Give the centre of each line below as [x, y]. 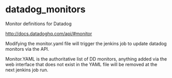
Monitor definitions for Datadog [39, 24]
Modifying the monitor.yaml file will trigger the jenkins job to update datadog [86, 43]
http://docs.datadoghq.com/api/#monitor [49, 33]
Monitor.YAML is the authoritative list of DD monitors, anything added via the [86, 59]
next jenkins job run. [27, 70]
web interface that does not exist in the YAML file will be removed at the [81, 64]
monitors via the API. [27, 49]
